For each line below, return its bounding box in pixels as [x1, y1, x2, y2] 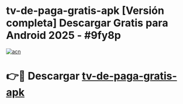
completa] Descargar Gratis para [6, 16, 168, 30]
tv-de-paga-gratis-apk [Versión [6, 4, 165, 17]
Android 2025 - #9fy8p [6, 29, 121, 42]
